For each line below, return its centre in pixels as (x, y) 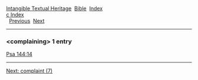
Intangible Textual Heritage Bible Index (55, 8)
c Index (15, 15)
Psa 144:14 (19, 54)
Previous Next (27, 21)
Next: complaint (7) (29, 71)
